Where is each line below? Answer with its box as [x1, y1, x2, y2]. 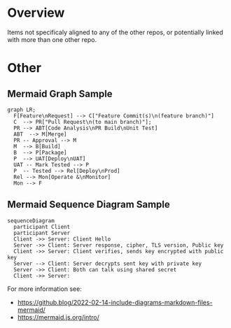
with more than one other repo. [7, 35, 97, 43]
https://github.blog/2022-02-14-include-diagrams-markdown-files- [17, 298, 213, 306]
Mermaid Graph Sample [7, 87, 113, 99]
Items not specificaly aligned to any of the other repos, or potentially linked [7, 28, 224, 36]
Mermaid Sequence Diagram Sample [7, 199, 170, 211]
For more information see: [7, 285, 82, 293]
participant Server [13, 229, 71, 236]
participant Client [13, 223, 71, 230]
